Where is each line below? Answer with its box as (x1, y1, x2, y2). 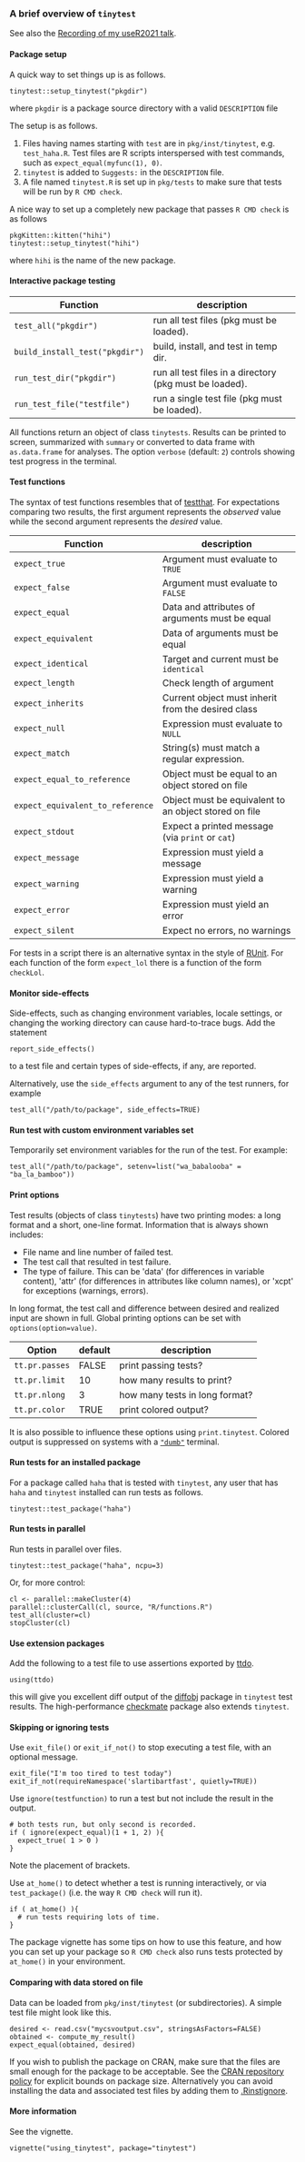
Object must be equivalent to (162, 793, 286, 806)
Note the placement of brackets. (9, 1860, 131, 1871)
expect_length (14, 678, 75, 688)
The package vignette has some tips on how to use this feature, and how (9, 1937, 282, 1948)
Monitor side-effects (9, 987, 90, 998)
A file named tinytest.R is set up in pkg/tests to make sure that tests (22, 176, 282, 187)
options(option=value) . (9, 1322, 98, 1333)
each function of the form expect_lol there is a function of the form (9, 957, 261, 967)
